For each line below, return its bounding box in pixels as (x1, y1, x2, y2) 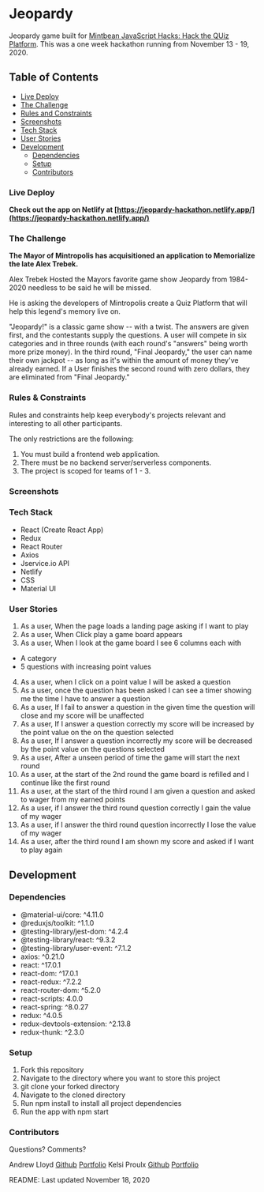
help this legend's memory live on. (9, 307, 121, 316)
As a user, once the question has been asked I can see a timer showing (20, 685, 251, 696)
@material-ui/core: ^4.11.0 (20, 910, 105, 919)
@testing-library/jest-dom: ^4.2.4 (20, 926, 128, 936)
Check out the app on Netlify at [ (9, 205, 117, 214)
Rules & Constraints (9, 392, 87, 403)
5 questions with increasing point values (20, 662, 152, 672)
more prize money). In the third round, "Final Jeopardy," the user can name (9, 347, 253, 356)
